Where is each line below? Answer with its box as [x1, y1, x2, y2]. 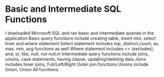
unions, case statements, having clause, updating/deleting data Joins [5, 56, 147, 62]
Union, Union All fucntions [5, 66, 58, 72]
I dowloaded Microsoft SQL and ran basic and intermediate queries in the [5, 30, 154, 36]
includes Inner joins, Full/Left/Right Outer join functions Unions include [5, 61, 149, 67]
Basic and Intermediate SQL [5, 3, 122, 15]
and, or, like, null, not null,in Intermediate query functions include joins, [5, 51, 149, 57]
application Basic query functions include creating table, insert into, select [5, 35, 157, 41]
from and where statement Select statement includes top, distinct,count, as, [5, 40, 160, 46]
